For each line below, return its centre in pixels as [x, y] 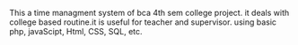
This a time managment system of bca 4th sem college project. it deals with [149, 13]
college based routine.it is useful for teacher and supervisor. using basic [143, 22]
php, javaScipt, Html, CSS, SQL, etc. [76, 31]
